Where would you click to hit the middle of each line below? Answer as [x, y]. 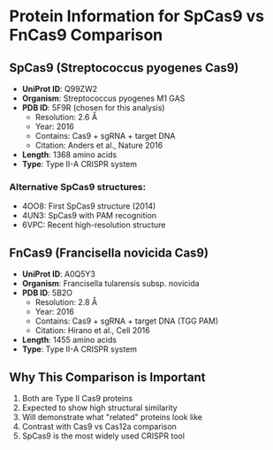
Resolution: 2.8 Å [66, 302]
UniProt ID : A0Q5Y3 [58, 274]
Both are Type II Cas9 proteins [77, 398]
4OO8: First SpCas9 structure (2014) [89, 206]
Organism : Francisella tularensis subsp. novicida [111, 284]
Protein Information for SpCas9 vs [137, 16]
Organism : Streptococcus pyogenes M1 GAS [103, 98]
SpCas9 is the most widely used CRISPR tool [103, 436]
